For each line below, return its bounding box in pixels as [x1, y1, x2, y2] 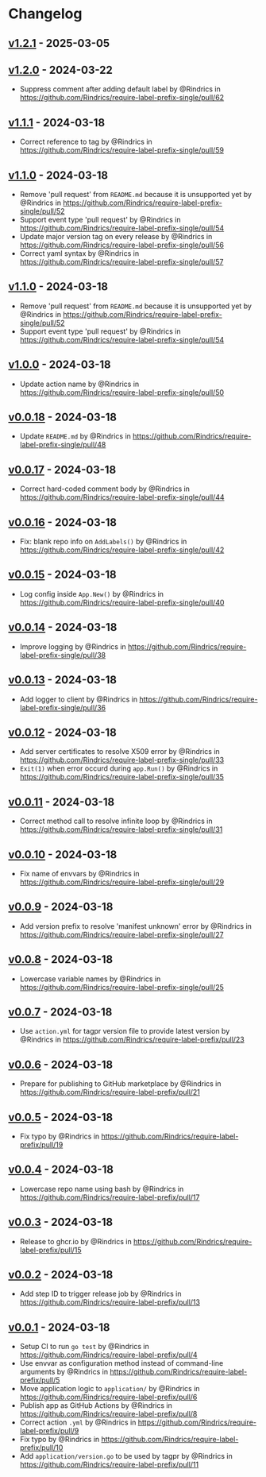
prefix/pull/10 [19, 1443, 64, 1452]
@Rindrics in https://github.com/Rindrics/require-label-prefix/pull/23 [19, 1034, 245, 1045]
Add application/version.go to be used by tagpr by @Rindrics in [19, 1452, 233, 1461]
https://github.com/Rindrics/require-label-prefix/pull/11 [19, 1460, 199, 1470]
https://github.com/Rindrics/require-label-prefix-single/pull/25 [19, 982, 224, 992]
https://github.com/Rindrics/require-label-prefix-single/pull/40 [19, 597, 225, 607]
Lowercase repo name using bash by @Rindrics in [19, 1184, 184, 1193]
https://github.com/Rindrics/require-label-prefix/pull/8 [19, 1409, 198, 1419]
